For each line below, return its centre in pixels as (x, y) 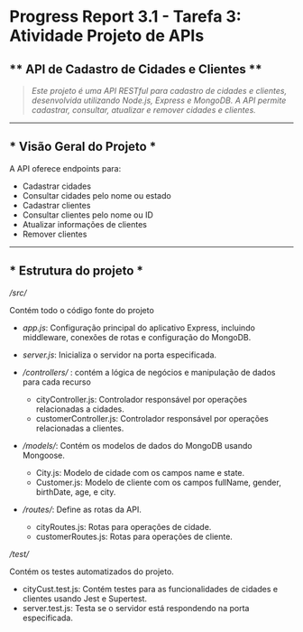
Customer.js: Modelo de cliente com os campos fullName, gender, (158, 482)
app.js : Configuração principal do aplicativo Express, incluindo (138, 328)
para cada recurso (57, 382)
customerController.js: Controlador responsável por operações (152, 418)
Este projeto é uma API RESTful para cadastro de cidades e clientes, (159, 91)
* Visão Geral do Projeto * (83, 147)
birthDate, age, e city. (76, 492)
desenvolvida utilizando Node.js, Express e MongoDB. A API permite (159, 100)
